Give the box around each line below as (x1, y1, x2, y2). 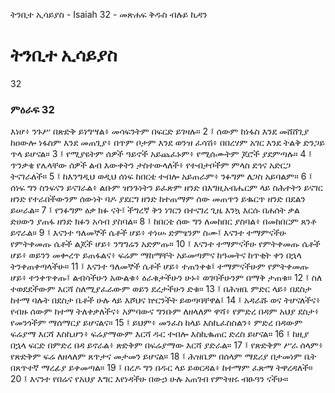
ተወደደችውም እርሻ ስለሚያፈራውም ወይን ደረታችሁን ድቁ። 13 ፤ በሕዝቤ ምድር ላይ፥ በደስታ (10, 283, 312, 295)
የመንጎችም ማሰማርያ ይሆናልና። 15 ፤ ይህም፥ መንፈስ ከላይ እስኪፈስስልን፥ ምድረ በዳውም (10, 317, 303, 329)
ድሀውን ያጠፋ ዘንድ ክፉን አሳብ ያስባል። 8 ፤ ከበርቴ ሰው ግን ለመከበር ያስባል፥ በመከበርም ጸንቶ (10, 215, 317, 228)
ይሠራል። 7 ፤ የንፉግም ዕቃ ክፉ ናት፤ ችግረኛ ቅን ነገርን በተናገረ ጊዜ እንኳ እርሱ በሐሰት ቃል (10, 204, 300, 216)
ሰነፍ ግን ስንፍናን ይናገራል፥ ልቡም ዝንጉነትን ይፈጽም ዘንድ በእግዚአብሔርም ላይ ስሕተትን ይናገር (10, 182, 323, 194)
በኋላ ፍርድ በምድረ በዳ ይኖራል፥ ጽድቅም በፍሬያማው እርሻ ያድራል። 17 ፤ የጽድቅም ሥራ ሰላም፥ (10, 339, 324, 351)
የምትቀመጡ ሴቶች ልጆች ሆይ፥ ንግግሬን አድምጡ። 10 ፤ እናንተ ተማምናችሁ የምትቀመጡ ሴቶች (10, 238, 321, 250)
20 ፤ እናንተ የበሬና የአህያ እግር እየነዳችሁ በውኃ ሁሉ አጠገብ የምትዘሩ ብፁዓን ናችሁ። (10, 373, 289, 385)
